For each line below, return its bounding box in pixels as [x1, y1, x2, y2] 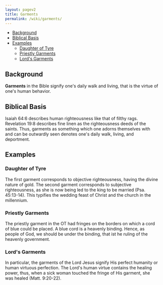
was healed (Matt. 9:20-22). [5, 275, 62, 281]
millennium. [5, 197, 28, 203]
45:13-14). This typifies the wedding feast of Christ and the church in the [5, 192, 151, 198]
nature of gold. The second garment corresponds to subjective [5, 181, 132, 187]
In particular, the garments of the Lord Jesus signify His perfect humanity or [5, 259, 158, 265]
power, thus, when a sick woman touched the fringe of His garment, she [5, 270, 150, 276]
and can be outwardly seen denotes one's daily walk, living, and [5, 131, 134, 137]
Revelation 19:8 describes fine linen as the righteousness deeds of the [5, 121, 146, 127]
